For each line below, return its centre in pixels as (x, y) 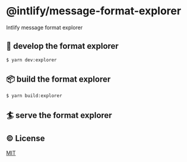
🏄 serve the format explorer (59, 115)
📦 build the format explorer (58, 80)
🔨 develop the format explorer (62, 46)
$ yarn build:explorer (34, 96)
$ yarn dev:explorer (32, 60)
